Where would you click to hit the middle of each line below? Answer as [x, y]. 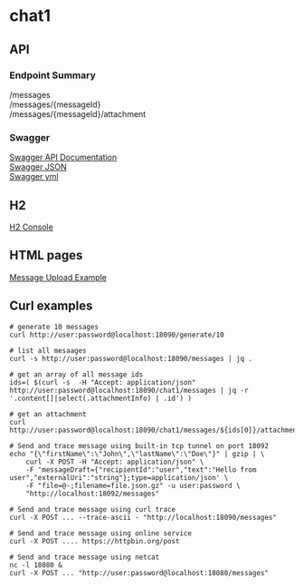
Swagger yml [34, 177]
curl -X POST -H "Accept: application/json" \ [115, 462]
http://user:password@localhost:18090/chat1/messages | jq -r [129, 390]
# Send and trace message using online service [101, 533]
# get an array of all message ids [76, 374]
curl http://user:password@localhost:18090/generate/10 [117, 335]
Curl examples [51, 306]
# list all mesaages [48, 350]
